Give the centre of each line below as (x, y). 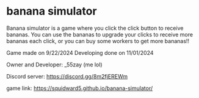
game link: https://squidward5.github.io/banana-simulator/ (80, 88)
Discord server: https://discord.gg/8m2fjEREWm (67, 76)
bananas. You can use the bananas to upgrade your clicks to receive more (100, 34)
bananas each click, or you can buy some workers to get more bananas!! (98, 41)
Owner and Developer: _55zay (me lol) (54, 65)
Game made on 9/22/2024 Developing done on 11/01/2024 (80, 52)
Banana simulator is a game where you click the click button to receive (95, 28)
